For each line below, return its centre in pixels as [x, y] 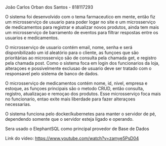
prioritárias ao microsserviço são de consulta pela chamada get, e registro [81, 58]
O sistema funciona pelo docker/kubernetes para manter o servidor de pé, [81, 114]
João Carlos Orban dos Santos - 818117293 [49, 7]
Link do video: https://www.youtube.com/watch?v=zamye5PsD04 [72, 138]
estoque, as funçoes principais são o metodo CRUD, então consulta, [75, 88]
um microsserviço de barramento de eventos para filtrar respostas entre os [82, 32]
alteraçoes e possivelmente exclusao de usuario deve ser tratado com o [78, 68]
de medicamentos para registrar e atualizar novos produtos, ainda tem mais [82, 27]
